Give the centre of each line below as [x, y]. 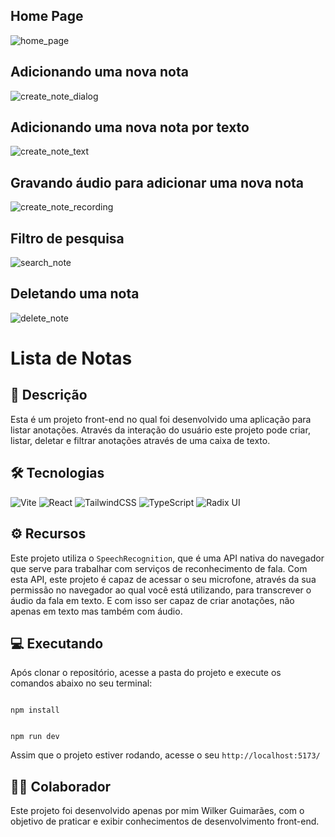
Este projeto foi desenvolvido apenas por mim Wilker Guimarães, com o [157, 811]
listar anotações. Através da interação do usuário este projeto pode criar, [160, 430]
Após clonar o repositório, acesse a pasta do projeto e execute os [146, 673]
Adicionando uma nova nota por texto [130, 127]
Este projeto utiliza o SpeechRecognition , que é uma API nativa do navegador [167, 558]
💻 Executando [57, 643]
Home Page [47, 16]
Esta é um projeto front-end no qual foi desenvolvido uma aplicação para [161, 419]
